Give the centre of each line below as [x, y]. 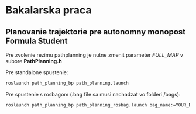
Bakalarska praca [49, 10]
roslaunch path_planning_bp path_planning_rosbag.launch [76, 105]
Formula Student [37, 41]
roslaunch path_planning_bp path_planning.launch [67, 83]
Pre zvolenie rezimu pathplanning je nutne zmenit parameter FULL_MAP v [94, 55]
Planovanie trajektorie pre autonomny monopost [96, 32]
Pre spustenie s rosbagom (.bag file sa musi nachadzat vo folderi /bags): [93, 94]
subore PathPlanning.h [34, 61]
